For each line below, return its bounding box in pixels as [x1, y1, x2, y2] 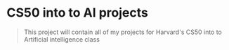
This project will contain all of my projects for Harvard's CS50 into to [23, 28, 223, 36]
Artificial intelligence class [23, 35, 100, 43]
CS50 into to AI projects [6, 5, 148, 21]
